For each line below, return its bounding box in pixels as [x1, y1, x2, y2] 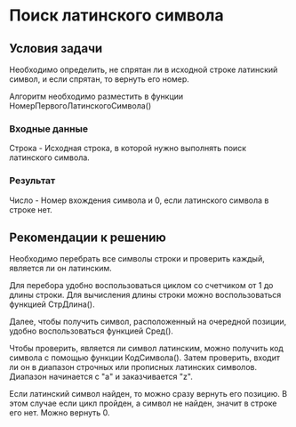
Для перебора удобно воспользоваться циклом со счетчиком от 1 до [9, 280, 274, 291]
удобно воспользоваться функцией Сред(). [9, 326, 173, 336]
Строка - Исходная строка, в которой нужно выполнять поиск [9, 143, 247, 154]
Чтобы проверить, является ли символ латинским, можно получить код [9, 343, 284, 354]
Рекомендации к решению [9, 230, 167, 245]
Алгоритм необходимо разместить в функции [9, 91, 184, 101]
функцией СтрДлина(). [9, 299, 95, 310]
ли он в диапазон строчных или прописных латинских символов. [9, 362, 258, 373]
